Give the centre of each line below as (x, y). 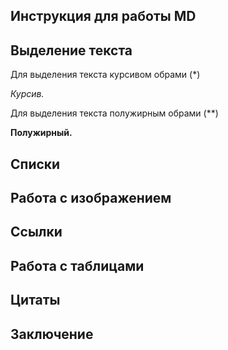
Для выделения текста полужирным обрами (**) (114, 113)
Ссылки (36, 232)
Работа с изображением (91, 197)
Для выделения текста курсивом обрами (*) (105, 75)
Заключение (52, 334)
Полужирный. (41, 133)
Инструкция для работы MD (103, 16)
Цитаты (35, 300)
